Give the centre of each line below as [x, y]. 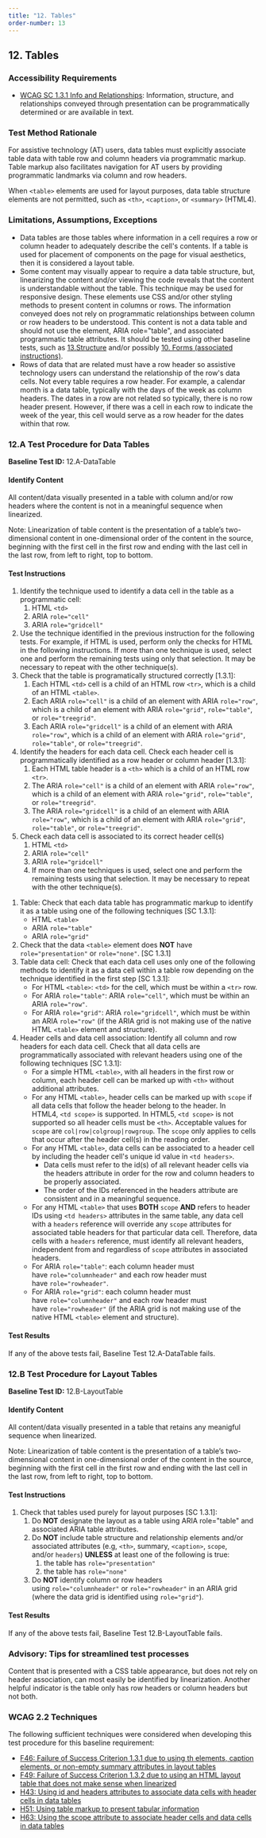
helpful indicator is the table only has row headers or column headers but [128, 1687]
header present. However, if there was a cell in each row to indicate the [136, 406]
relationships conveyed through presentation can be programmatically [135, 104]
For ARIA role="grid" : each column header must [111, 1292]
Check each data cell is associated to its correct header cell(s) [122, 836]
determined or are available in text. [77, 112]
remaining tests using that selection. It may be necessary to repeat [141, 879]
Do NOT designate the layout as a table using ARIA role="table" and [143, 1521]
